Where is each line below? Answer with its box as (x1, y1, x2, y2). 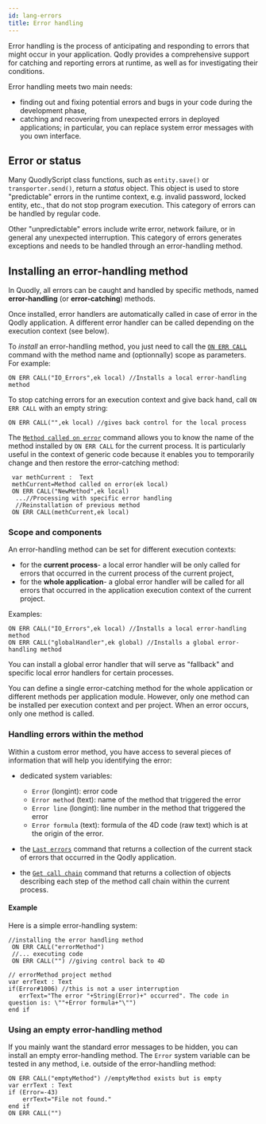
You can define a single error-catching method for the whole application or (8, 684, 253, 693)
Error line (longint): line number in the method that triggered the (31, 803, 246, 813)
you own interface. (19, 131, 82, 140)
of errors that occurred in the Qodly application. (19, 853, 177, 862)
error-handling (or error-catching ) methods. (8, 294, 156, 303)
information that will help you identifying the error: (8, 755, 172, 765)
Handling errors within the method (8, 729, 145, 740)
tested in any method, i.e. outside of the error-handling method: (8, 1060, 217, 1069)
